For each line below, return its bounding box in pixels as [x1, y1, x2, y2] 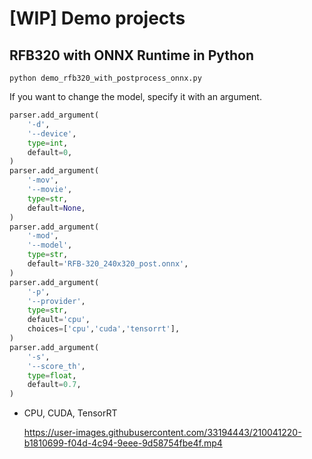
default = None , [27, 203, 86, 213]
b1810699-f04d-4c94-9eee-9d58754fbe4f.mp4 [23, 437, 223, 449]
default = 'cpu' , [27, 315, 91, 325]
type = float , [27, 370, 77, 381]
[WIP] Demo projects [9, 7, 186, 30]
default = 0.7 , [27, 380, 82, 390]
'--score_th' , [27, 361, 86, 371]
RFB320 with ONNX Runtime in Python [9, 47, 255, 64]
